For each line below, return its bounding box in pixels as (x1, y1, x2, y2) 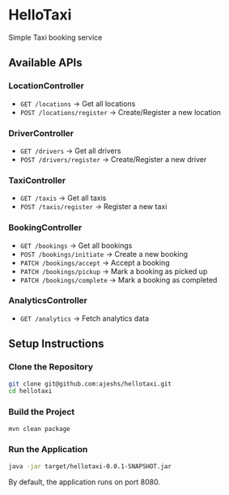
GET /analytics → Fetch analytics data (19, 314, 150, 323)
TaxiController (8, 174, 66, 186)
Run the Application (8, 444, 88, 455)
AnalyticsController (8, 295, 87, 306)
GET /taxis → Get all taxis (19, 193, 107, 203)
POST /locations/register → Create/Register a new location (19, 107, 221, 117)
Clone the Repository (8, 361, 94, 373)
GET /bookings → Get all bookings (19, 241, 133, 250)
